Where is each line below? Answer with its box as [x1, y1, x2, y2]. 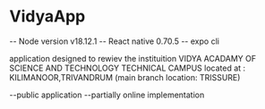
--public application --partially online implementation [9, 89, 205, 100]
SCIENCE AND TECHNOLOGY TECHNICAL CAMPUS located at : [9, 63, 246, 73]
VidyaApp [9, 6, 86, 27]
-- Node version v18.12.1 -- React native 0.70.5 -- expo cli [9, 36, 219, 46]
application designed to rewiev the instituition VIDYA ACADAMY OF [9, 53, 257, 63]
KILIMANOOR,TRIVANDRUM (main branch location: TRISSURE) [9, 71, 241, 82]
